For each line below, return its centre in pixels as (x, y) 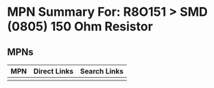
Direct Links (53, 71)
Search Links (102, 71)
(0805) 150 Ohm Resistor (80, 26)
